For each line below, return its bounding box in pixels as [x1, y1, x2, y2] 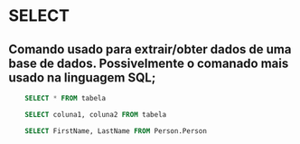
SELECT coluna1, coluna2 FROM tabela [24, 110, 167, 119]
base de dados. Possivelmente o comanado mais [8, 55, 289, 71]
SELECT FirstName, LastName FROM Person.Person [24, 126, 207, 136]
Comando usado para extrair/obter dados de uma [8, 42, 292, 57]
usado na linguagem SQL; [8, 70, 156, 85]
